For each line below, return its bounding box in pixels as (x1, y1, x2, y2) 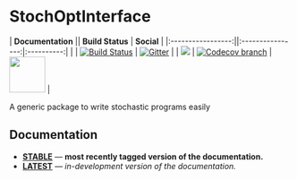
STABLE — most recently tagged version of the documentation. (21, 150, 264, 162)
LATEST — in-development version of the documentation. (21, 160, 237, 171)
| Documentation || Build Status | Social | (9, 36, 164, 47)
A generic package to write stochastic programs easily (9, 101, 211, 112)
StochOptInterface (9, 6, 151, 27)
